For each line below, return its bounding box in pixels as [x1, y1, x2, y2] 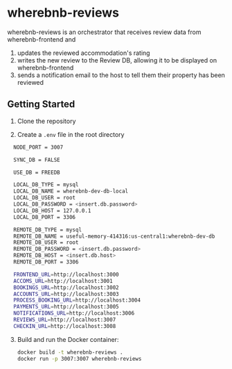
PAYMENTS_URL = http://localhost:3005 [13, 304, 119, 311]
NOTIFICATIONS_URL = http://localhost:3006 [13, 310, 135, 317]
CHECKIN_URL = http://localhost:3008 [13, 322, 116, 329]
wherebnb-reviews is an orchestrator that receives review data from [7, 28, 202, 36]
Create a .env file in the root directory [17, 130, 125, 138]
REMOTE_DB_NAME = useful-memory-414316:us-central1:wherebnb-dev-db [13, 233, 215, 240]
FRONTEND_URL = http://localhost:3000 [13, 271, 119, 278]
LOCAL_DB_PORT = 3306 [13, 213, 76, 220]
